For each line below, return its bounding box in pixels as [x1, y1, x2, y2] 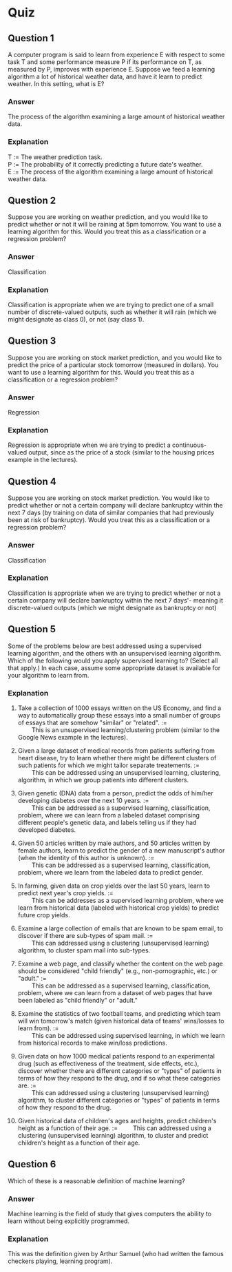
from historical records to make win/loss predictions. [17, 1039, 167, 1047]
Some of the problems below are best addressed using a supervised [8, 642, 202, 650]
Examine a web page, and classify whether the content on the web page [17, 959, 223, 968]
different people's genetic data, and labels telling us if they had [17, 818, 197, 826]
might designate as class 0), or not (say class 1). [8, 315, 145, 323]
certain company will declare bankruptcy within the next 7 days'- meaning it [8, 596, 223, 604]
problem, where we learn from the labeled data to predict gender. [17, 868, 204, 876]
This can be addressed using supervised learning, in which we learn [31, 1031, 226, 1039]
